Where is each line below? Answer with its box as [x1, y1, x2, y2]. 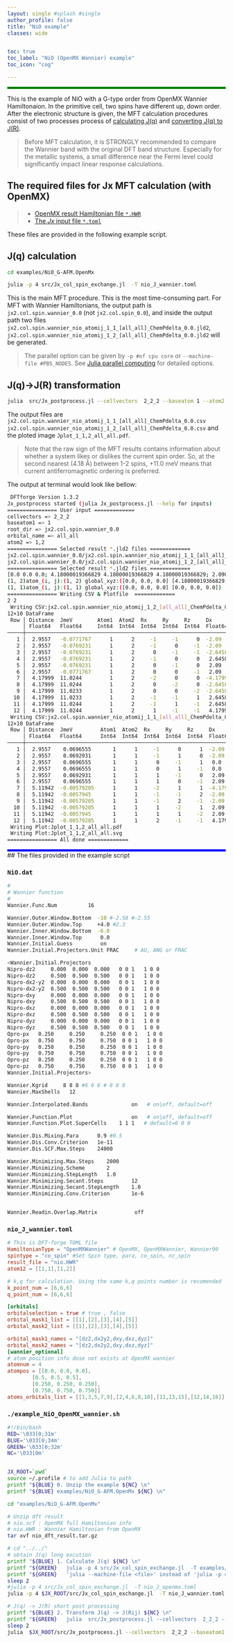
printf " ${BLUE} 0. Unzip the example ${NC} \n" [7, 1482, 150, 1489]
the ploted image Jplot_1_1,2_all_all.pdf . [7, 431, 130, 439]
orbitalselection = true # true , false [7, 1310, 126, 1317]
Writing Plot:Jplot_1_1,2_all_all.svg [10, 830, 123, 837]
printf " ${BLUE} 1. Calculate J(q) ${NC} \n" [7, 1557, 141, 1565]
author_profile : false [7, 17, 73, 24]
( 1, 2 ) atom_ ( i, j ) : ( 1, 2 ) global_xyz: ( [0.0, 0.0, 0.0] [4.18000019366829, [7, 578, 228, 585]
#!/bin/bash [7, 1424, 42, 1431]
